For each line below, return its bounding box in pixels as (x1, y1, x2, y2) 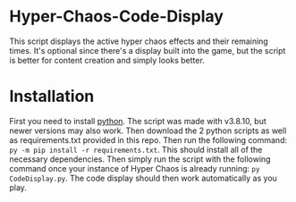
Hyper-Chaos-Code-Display (9, 6, 224, 27)
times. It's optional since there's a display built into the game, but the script (9, 45, 286, 55)
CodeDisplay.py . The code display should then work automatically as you (9, 173, 277, 183)
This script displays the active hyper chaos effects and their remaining (9, 36, 268, 46)
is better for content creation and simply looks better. (9, 55, 206, 65)
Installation (9, 87, 95, 106)
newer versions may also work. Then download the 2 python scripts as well (9, 125, 287, 136)
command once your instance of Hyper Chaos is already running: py (9, 163, 260, 173)
